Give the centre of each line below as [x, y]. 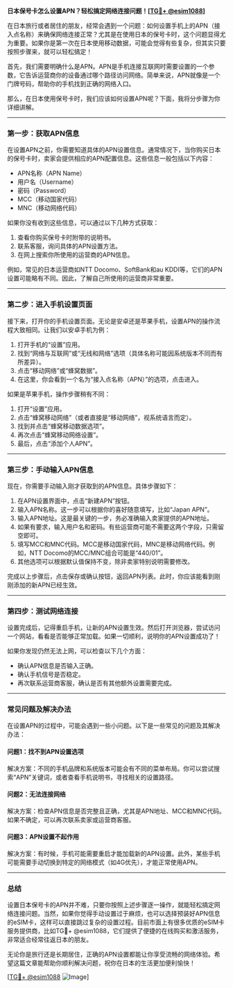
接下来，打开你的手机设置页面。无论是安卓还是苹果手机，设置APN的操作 [111, 321]
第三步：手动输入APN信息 [50, 469]
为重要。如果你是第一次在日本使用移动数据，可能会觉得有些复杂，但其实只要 [116, 43]
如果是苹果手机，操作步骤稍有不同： [59, 394]
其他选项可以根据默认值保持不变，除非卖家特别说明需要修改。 [105, 561]
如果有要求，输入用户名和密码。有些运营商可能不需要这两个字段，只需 [118, 526]
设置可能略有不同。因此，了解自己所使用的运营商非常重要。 [92, 278]
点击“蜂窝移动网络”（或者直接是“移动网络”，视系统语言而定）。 [106, 417]
